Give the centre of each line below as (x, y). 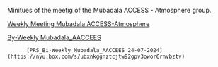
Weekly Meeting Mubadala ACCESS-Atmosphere (79, 24)
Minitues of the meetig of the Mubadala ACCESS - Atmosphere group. (109, 10)
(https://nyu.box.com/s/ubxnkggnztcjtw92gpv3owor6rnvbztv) (96, 56)
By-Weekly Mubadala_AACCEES (54, 37)
